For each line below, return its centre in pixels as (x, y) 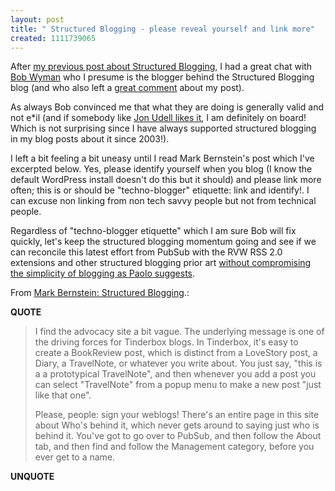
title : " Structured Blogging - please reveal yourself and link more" (162, 29)
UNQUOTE (32, 477)
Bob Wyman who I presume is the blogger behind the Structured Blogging (162, 77)
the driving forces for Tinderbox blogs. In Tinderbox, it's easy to (166, 342)
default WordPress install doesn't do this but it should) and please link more (166, 180)
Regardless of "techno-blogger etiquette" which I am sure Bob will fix (153, 231)
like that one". (63, 395)
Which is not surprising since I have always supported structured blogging (163, 128)
